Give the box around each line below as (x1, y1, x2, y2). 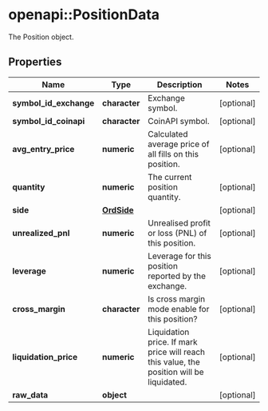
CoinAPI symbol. (147, 115, 210, 126)
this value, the (147, 356, 201, 367)
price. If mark (147, 336, 198, 347)
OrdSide (102, 204, 134, 215)
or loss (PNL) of (147, 227, 207, 238)
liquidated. (147, 376, 187, 387)
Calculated (147, 128, 188, 139)
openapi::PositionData (8, 6, 160, 24)
